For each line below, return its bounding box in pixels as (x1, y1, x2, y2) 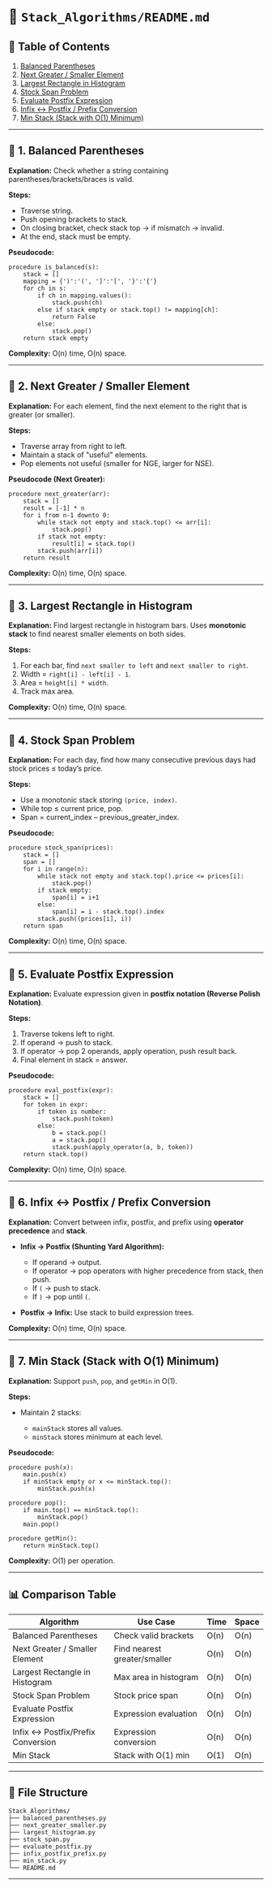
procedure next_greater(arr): (8, 490, 111, 498)
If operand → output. (32, 1257, 102, 1267)
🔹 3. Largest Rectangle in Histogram (8, 599, 193, 613)
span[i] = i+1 (51, 893, 100, 902)
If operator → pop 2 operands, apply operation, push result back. (19, 1047, 237, 1056)
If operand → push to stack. (19, 1038, 113, 1048)
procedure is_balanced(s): (8, 263, 100, 271)
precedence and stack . (8, 1225, 87, 1235)
